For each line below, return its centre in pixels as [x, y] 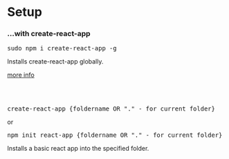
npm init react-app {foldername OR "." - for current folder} [115, 135]
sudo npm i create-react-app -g [62, 48]
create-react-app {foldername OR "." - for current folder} [111, 109]
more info [21, 75]
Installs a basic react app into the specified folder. [78, 149]
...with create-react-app [49, 34]
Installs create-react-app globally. [55, 62]
